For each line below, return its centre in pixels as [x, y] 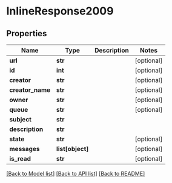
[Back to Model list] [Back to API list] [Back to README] [76, 174]
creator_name [30, 90]
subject [21, 119]
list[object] [73, 149]
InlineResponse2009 [60, 11]
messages [25, 149]
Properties [27, 34]
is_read [20, 159]
